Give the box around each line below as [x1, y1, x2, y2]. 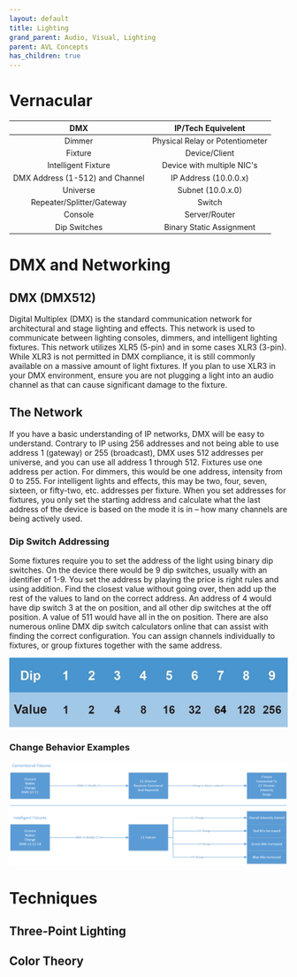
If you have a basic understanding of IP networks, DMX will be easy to [9, 428, 265, 439]
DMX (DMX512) [9, 290, 96, 305]
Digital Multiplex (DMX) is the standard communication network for [9, 314, 253, 325]
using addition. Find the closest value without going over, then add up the [9, 584, 277, 595]
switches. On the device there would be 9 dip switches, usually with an [9, 565, 268, 575]
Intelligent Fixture [47, 160, 110, 171]
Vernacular [9, 91, 93, 111]
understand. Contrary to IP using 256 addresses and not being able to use [9, 438, 279, 449]
